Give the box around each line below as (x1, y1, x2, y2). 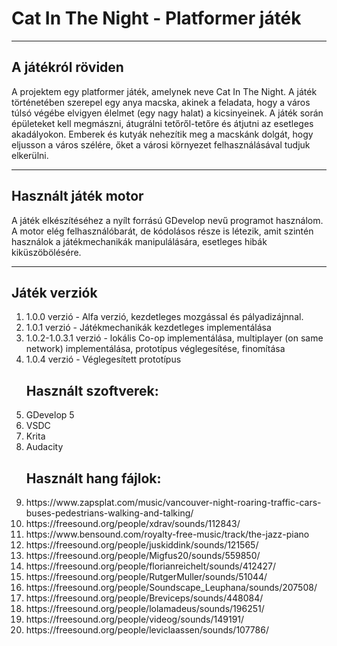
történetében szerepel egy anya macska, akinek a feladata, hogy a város (11, 96, 311, 108)
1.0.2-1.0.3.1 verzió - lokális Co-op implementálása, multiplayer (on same (25, 332, 324, 344)
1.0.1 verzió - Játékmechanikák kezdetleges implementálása (25, 322, 272, 334)
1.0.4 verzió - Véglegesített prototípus (25, 353, 182, 366)
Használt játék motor (11, 188, 144, 205)
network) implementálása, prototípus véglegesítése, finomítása (25, 343, 286, 355)
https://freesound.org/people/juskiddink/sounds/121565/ (25, 539, 259, 551)
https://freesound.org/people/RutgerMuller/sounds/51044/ (25, 571, 268, 582)
